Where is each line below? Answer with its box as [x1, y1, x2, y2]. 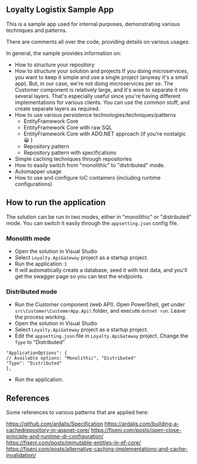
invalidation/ [6, 452, 37, 459]
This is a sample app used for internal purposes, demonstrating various [6, 20, 180, 27]
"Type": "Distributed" [6, 361, 62, 366]
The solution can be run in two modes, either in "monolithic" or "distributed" [6, 213, 192, 220]
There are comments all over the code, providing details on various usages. [6, 38, 190, 45]
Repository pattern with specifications [23, 149, 117, 156]
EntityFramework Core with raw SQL [23, 124, 112, 131]
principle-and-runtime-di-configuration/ [6, 433, 104, 440]
